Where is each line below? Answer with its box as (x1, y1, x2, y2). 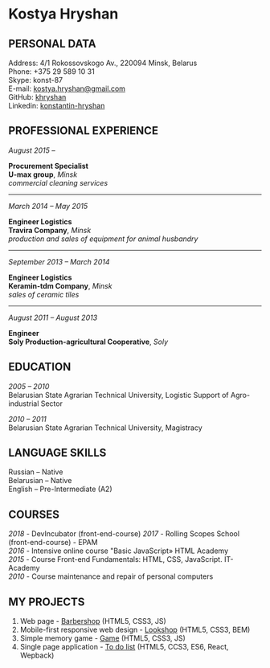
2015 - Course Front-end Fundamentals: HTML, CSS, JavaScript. (8, 555, 223, 564)
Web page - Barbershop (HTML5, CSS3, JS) (19, 617, 166, 626)
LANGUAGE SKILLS (8, 446, 107, 460)
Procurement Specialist (8, 161, 88, 170)
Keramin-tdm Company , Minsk (8, 281, 112, 290)
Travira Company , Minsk (8, 225, 92, 235)
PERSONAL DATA (8, 37, 96, 51)
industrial (8, 399, 39, 408)
